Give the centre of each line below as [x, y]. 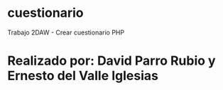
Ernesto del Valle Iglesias [83, 76]
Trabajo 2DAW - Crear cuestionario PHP [66, 32]
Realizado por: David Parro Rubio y [111, 61]
